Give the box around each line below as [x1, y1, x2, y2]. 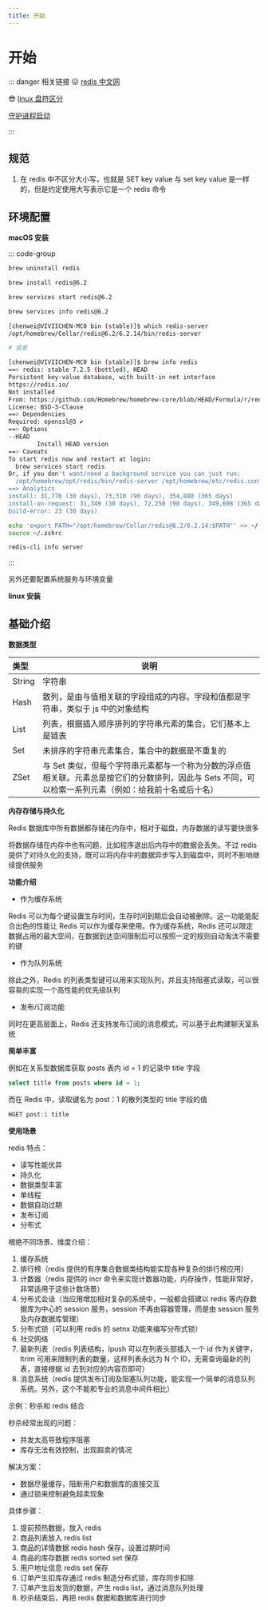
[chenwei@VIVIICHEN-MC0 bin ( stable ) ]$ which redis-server [8, 322, 209, 330]
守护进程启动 [8, 110, 50, 120]
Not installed [8, 388, 56, 396]
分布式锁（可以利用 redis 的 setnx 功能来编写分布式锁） [19, 1324, 203, 1333]
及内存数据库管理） [19, 1313, 84, 1324]
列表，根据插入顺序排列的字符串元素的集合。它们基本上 [42, 718, 250, 729]
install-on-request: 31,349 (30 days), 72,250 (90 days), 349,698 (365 [8, 499, 251, 508]
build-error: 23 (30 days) [8, 507, 98, 515]
